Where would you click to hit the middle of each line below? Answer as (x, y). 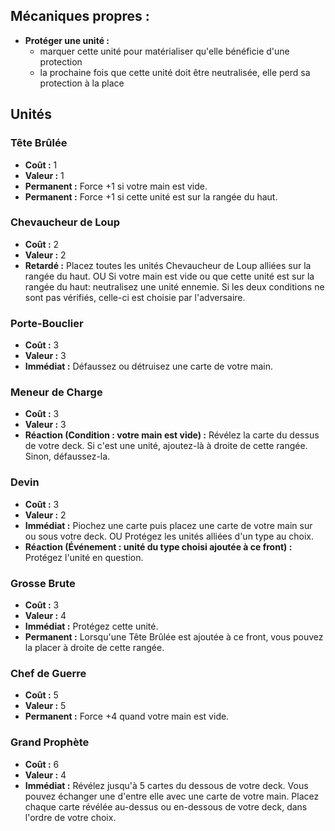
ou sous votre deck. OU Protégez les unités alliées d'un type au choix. (169, 536)
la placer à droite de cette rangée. (94, 647)
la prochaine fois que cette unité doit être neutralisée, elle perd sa (175, 72)
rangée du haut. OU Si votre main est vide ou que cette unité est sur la (169, 276)
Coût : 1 (41, 165)
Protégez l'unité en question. (84, 557)
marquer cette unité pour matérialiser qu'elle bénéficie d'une (164, 51)
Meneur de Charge (56, 392)
